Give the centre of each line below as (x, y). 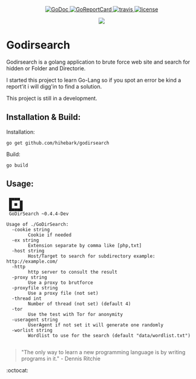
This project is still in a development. (52, 98)
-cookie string (31, 229)
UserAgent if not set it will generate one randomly (96, 325)
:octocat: (17, 370)
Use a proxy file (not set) (63, 293)
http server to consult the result (73, 272)
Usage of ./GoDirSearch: (38, 224)
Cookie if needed (50, 235)
